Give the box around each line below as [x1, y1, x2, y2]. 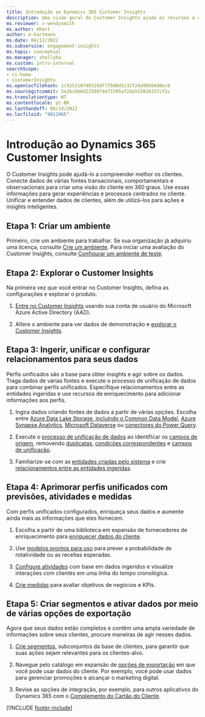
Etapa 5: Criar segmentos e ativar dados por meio [6, 599, 198, 609]
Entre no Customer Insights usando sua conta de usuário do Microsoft [15, 302, 192, 309]
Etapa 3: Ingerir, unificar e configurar [6, 344, 151, 355]
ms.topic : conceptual [6, 49, 62, 55]
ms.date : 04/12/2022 [6, 37, 59, 43]
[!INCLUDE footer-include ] [6, 704, 73, 712]
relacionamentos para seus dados [6, 354, 138, 365]
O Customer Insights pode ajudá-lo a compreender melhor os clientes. [6, 170, 184, 178]
